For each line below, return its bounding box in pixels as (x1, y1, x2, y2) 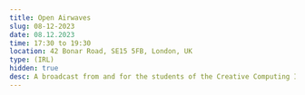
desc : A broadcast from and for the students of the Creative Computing (9, 72, 290, 81)
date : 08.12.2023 (9, 30, 75, 39)
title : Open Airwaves (9, 13, 92, 23)
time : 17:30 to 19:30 (9, 38, 92, 48)
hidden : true (9, 64, 59, 73)
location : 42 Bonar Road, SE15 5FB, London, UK (9, 47, 193, 56)
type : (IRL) (9, 55, 54, 64)
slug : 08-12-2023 (9, 22, 75, 31)
